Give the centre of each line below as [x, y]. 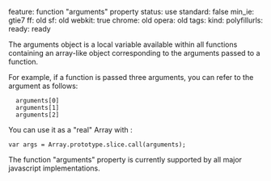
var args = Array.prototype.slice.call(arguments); [97, 145]
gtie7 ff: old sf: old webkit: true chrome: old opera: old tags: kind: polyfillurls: [135, 20]
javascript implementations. [55, 168]
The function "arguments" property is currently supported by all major [125, 160]
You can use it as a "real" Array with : [71, 130]
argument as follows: [43, 86]
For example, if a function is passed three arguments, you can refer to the [131, 77]
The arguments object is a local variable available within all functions [123, 44]
